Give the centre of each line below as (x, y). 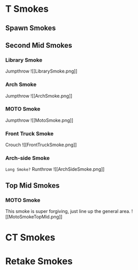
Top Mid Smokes (33, 185)
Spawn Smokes (31, 28)
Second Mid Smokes (39, 45)
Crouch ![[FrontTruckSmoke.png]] (41, 145)
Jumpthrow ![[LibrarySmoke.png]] (41, 71)
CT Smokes (30, 238)
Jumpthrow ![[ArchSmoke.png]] (39, 96)
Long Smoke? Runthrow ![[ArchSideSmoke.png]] (55, 169)
